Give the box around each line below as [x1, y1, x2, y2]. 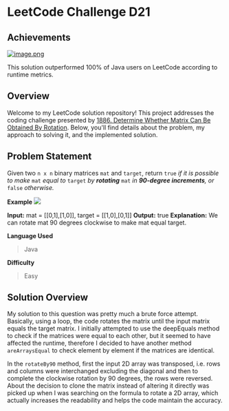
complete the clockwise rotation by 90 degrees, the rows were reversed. [7, 375, 213, 383]
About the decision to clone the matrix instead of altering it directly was [7, 381, 210, 390]
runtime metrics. [7, 70, 54, 78]
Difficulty [7, 258, 35, 266]
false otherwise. [7, 183, 54, 191]
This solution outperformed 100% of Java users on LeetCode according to [7, 63, 218, 71]
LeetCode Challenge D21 [7, 4, 151, 20]
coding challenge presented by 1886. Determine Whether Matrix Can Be [7, 116, 211, 124]
